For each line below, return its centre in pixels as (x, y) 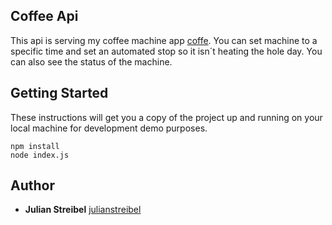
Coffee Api (44, 16)
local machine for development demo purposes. (109, 128)
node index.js (40, 155)
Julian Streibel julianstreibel (83, 210)
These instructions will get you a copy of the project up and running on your (166, 117)
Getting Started (59, 93)
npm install (35, 146)
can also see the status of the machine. (91, 61)
